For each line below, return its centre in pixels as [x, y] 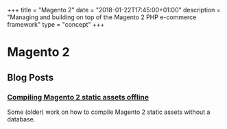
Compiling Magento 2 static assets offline [78, 97]
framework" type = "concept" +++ [56, 24]
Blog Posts [31, 77]
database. [21, 119]
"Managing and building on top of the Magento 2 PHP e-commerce [102, 17]
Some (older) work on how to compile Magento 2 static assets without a [109, 112]
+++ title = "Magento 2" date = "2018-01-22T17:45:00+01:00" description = [114, 10]
